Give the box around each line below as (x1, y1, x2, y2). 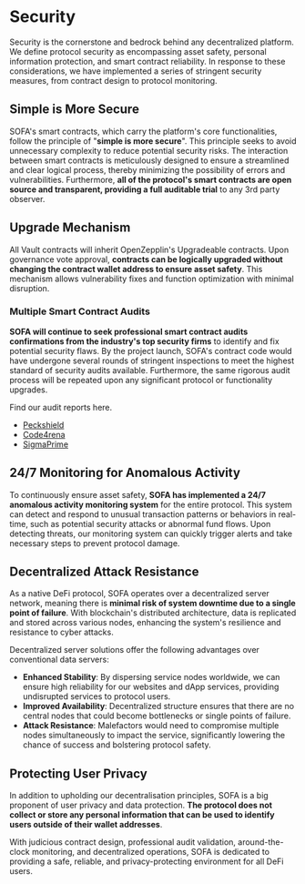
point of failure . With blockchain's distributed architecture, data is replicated (9, 607, 297, 618)
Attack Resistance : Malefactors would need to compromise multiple (22, 720, 280, 731)
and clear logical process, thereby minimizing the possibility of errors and (9, 164, 286, 175)
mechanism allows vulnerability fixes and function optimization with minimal (9, 273, 294, 284)
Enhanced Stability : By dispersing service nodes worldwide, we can (22, 672, 280, 683)
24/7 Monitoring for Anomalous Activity (9, 465, 241, 481)
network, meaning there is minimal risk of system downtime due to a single (9, 598, 296, 609)
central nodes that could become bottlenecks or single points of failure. (22, 710, 291, 721)
